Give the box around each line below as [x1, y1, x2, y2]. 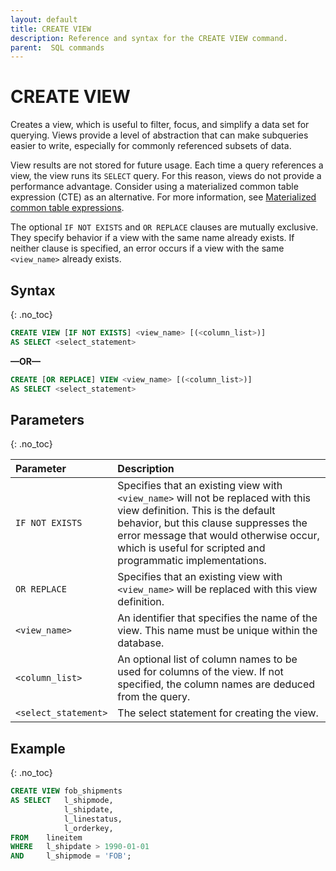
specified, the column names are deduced [117, 677, 316, 691]
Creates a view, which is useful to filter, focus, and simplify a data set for [10, 119, 310, 131]
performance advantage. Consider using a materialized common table [10, 181, 299, 193]
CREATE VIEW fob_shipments [10, 786, 123, 796]
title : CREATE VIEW [10, 24, 92, 34]
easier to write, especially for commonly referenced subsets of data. [10, 140, 292, 152]
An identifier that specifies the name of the [117, 611, 318, 625]
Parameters [10, 411, 85, 428]
